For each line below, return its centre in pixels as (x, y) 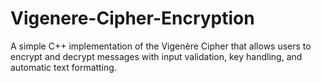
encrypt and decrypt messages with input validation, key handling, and (156, 56)
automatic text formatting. (63, 67)
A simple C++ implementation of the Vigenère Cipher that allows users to (161, 46)
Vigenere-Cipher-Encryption (132, 18)
